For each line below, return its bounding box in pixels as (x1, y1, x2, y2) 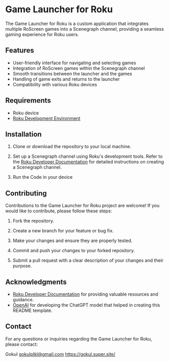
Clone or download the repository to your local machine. (12, 143, 132, 150)
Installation (5, 130, 42, 138)
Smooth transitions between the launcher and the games (12, 70, 132, 77)
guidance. (12, 297, 34, 302)
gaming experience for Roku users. (5, 31, 79, 37)
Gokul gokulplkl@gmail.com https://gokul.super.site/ (5, 351, 116, 357)
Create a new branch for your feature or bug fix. (12, 228, 114, 234)
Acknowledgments (5, 277, 67, 286)
